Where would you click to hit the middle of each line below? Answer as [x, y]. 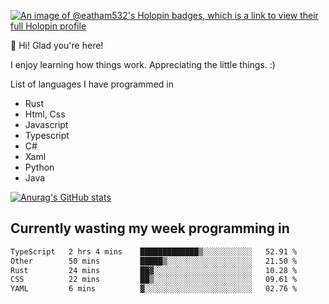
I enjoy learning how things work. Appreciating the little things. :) [143, 64]
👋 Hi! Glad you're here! [57, 45]
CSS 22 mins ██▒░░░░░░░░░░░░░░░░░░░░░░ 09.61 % [154, 280]
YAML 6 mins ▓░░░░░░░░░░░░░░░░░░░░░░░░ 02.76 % [154, 289]
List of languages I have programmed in [92, 84]
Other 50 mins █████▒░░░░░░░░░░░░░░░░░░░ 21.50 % [154, 261]
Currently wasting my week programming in [150, 228]
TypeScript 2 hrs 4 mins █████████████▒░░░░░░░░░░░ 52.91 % [154, 251]
